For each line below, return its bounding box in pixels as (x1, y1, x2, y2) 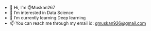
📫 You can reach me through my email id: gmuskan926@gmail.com (9, 20, 146, 26)
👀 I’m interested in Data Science (9, 10, 74, 15)
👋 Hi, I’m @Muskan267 (9, 5, 55, 10)
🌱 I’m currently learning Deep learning (9, 15, 86, 20)
